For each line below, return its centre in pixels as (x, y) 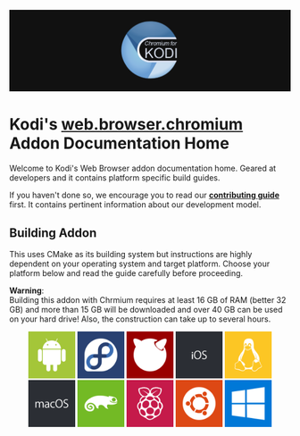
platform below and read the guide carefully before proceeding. (126, 272)
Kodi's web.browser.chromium (126, 125)
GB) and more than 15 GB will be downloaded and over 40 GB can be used (146, 309)
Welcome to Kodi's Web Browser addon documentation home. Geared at (143, 168)
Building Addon (53, 233)
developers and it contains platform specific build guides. (115, 178)
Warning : (27, 290)
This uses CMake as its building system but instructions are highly (131, 254)
